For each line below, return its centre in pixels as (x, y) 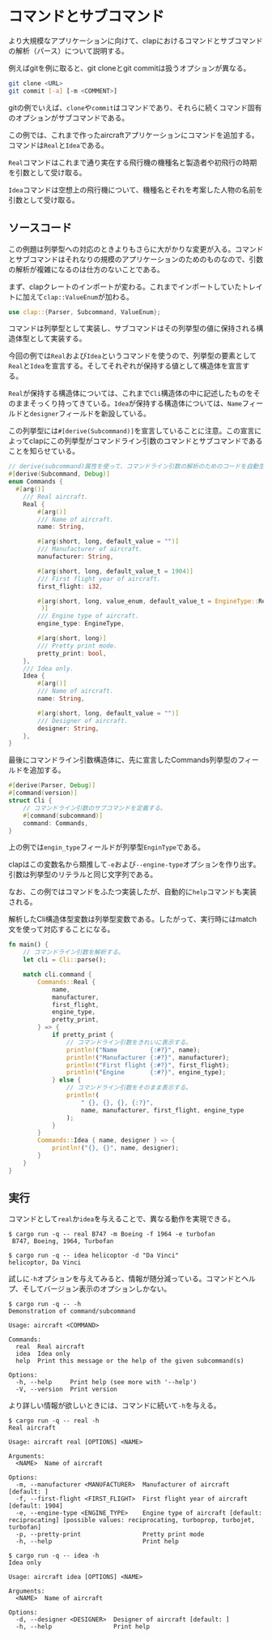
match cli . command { (57, 974)
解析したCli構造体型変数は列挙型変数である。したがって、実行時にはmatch (133, 919)
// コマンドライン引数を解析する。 (74, 953)
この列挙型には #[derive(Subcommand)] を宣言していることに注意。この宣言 (132, 431)
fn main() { (28, 945)
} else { (66, 1080)
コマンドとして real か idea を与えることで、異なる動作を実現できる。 (122, 1219)
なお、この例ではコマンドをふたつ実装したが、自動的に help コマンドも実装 (133, 892)
